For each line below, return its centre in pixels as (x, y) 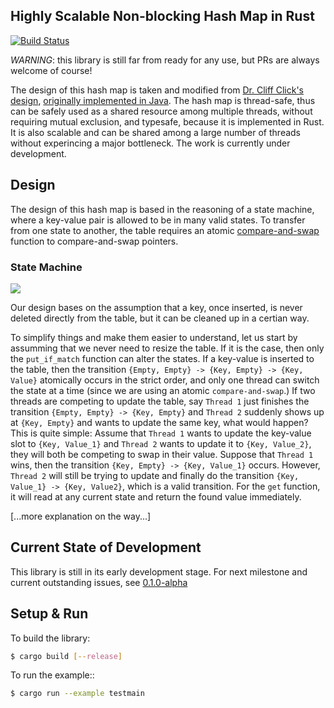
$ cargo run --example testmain (77, 694)
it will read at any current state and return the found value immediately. (156, 496)
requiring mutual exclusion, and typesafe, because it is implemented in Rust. (167, 121)
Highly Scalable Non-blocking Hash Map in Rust (162, 16)
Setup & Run (49, 614)
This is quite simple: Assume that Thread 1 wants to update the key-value (161, 433)
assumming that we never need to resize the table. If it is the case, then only (167, 348)
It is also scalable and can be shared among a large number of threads (156, 132)
